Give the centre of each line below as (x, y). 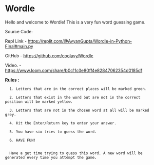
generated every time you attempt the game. (51, 157)
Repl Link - (16, 41)
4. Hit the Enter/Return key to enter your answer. (63, 123)
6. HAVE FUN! (23, 140)
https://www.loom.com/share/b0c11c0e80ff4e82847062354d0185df (74, 70)
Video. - (13, 65)
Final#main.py (19, 46)
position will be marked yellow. (39, 102)
